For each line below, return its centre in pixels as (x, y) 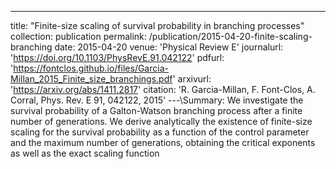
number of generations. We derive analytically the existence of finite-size (161, 121)
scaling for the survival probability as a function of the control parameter (160, 132)
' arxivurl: (192, 79)
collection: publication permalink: (78, 36)
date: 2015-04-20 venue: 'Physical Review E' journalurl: (169, 47)
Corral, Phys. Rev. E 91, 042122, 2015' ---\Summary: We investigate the (157, 100)
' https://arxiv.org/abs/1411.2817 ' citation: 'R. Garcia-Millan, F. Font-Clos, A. (163, 89)
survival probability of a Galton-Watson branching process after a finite (156, 110)
